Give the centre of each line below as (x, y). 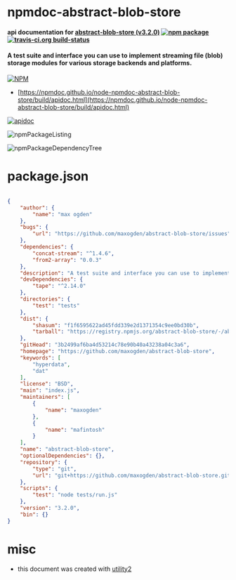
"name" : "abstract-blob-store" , (67, 449)
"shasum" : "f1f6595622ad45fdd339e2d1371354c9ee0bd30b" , (116, 325)
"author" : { (37, 208)
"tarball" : (48, 332)
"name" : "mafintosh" (75, 430)
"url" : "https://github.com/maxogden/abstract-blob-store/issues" (132, 234)
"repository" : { (44, 462)
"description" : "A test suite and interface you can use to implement (125, 273)
